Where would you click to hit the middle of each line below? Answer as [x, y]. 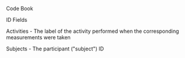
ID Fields [17, 20]
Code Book [20, 8]
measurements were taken [38, 37]
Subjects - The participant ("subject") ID [55, 49]
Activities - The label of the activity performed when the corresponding [93, 31]
